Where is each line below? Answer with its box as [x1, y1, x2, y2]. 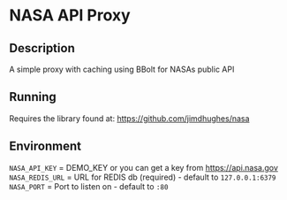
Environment [9, 139, 82, 154]
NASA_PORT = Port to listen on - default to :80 [9, 181, 169, 191]
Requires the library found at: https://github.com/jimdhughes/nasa [9, 112, 250, 124]
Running [9, 89, 57, 104]
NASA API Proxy [9, 5, 131, 26]
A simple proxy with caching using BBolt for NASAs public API [9, 64, 235, 74]
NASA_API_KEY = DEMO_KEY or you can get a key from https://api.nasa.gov [9, 162, 278, 173]
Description [9, 41, 75, 56]
